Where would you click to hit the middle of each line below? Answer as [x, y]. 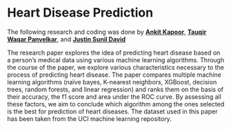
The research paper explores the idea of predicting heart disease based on [114, 53]
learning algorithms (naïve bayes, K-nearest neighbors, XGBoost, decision [112, 82]
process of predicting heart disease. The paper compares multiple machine [114, 75]
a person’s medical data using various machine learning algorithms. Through [116, 59]
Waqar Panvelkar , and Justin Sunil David [67, 39]
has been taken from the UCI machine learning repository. [90, 118]
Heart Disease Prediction [80, 13]
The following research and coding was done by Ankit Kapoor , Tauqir [107, 32]
